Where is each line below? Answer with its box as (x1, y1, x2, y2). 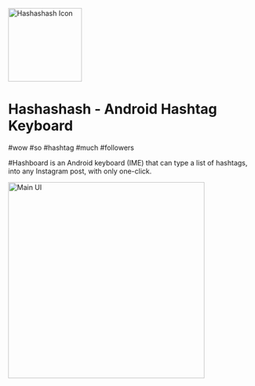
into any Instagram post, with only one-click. (8, 166, 152, 176)
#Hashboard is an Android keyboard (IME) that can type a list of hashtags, (8, 158, 248, 167)
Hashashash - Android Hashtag (8, 100, 217, 118)
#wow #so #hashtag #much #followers (8, 143, 135, 152)
